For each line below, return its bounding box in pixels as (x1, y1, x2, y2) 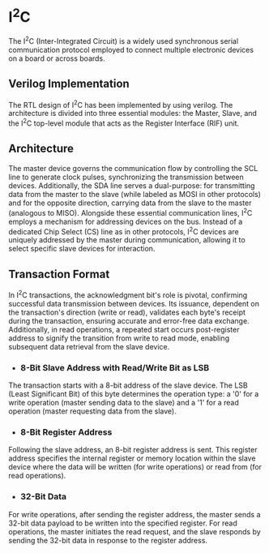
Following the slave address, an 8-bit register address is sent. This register (8, 445, 258, 455)
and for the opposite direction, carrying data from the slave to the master (8, 198, 252, 208)
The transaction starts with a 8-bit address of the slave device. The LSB (8, 380, 249, 390)
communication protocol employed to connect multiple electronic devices (8, 45, 254, 54)
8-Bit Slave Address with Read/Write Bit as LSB (19, 362, 210, 373)
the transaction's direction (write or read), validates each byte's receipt (8, 307, 246, 317)
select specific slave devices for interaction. (8, 244, 156, 254)
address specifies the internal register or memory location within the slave (8, 453, 256, 463)
